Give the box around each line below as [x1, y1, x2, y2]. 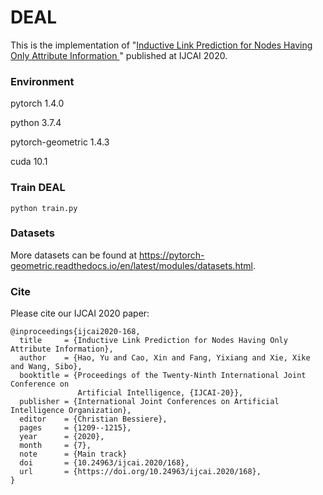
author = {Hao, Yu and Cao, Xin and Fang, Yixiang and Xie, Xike [19, 353, 311, 363]
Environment [10, 74, 75, 88]
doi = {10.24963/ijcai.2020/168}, [19, 458, 190, 468]
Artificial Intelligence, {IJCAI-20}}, [77, 388, 244, 398]
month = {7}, [19, 441, 92, 451]
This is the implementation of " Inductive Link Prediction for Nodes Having [10, 39, 313, 51]
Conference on [10, 379, 70, 390]
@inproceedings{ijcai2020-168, [10, 327, 141, 337]
